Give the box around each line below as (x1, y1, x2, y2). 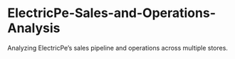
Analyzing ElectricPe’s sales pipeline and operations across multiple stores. (7, 43, 228, 52)
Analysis (7, 20, 61, 36)
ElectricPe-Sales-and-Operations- (7, 5, 216, 21)
